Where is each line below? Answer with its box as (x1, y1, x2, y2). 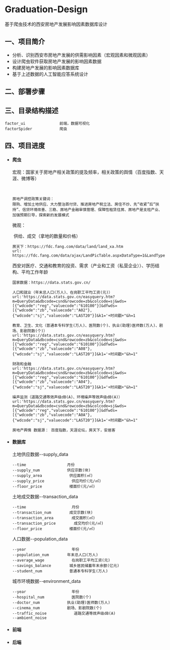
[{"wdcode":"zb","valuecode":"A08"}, (12, 346, 93, 351)
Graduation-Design (5, 4, 88, 15)
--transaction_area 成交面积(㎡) (12, 515, 95, 520)
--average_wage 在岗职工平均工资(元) (12, 557, 110, 563)
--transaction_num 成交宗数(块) (12, 510, 93, 515)
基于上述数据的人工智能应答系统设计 (12, 71, 89, 77)
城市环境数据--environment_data (12, 578, 81, 584)
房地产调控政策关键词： (12, 196, 54, 202)
